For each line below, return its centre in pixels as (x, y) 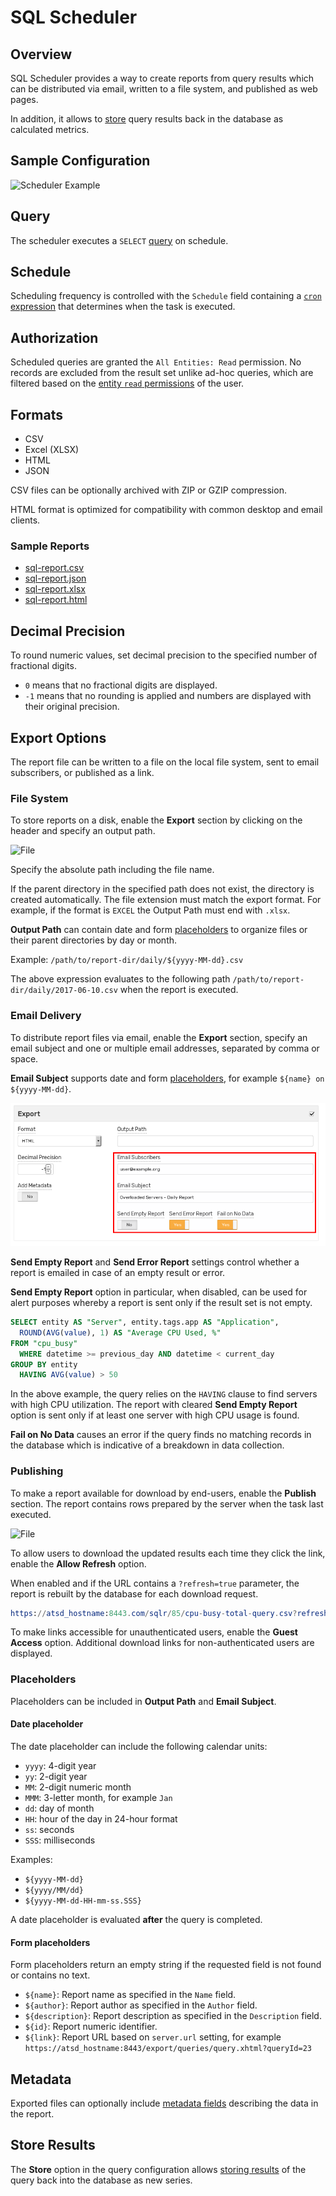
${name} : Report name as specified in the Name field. (130, 1995)
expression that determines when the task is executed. (123, 307)
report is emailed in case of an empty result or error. (118, 1272)
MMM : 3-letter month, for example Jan (98, 1797)
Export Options (58, 737)
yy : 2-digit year (56, 1776)
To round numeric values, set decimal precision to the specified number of (164, 655)
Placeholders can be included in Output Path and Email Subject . (143, 1701)
